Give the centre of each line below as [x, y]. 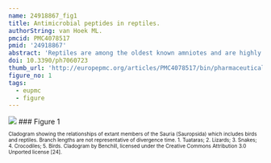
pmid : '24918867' [38, 46]
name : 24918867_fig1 [43, 16]
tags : [17, 83]
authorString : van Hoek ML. [56, 31]
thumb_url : [27, 68]
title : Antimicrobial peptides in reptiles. [84, 23]
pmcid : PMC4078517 [39, 38]
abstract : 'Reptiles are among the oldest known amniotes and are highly [135, 53]
